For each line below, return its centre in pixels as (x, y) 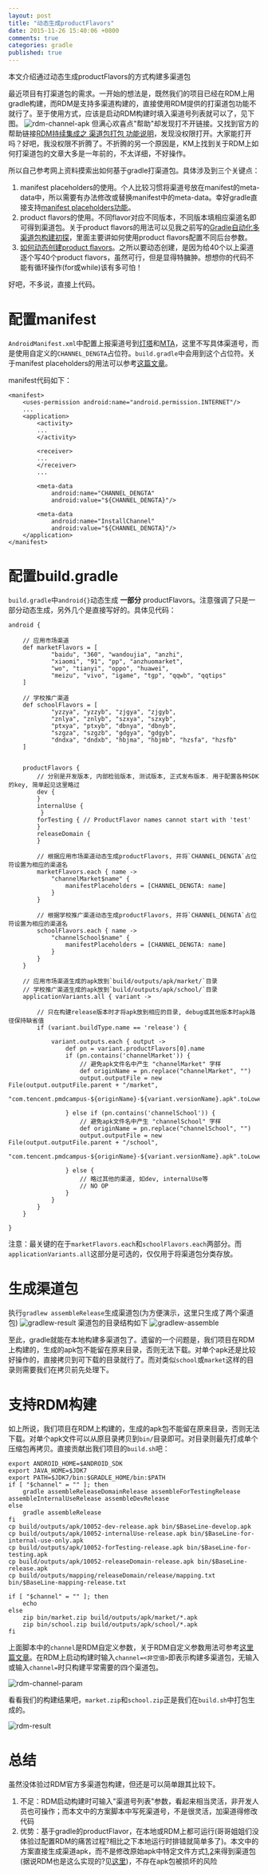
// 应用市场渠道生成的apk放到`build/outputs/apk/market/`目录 (120, 981)
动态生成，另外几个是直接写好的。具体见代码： (99, 610)
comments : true (33, 38)
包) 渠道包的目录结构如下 (78, 1323)
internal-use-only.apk (46, 1540)
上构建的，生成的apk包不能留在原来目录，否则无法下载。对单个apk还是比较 (132, 1349)
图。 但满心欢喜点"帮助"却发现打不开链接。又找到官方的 (134, 123)
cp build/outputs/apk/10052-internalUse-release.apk (98, 1534)
